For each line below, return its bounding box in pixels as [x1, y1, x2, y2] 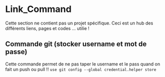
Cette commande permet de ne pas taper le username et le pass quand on [5, 61, 160, 67]
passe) [5, 47, 28, 56]
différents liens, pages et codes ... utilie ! [5, 25, 90, 31]
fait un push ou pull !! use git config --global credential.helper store [5, 66, 156, 72]
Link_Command [5, 3, 72, 15]
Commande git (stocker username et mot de [5, 40, 147, 48]
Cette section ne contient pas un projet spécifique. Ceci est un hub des [5, 20, 153, 26]
